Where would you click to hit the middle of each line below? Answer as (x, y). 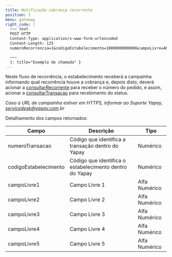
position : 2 (18, 15)
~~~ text (19, 29)
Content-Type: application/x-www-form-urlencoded (64, 39)
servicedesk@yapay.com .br (35, 109)
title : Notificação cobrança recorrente (49, 10)
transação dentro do (94, 146)
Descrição (101, 131)
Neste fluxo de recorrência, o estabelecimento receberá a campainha (79, 77)
